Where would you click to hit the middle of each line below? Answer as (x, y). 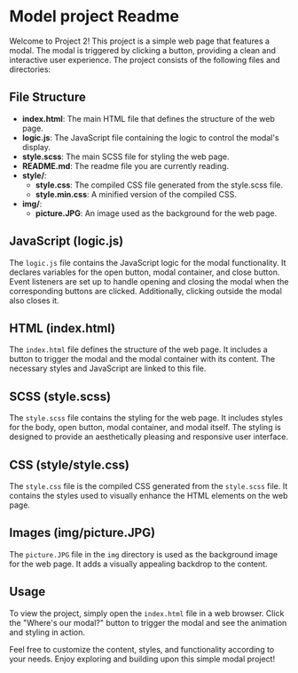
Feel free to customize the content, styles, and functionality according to (142, 649)
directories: (30, 69)
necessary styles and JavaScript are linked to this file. (108, 369)
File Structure (47, 97)
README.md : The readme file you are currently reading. (125, 165)
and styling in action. (47, 632)
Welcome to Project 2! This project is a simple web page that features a (140, 41)
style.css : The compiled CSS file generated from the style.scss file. (159, 185)
